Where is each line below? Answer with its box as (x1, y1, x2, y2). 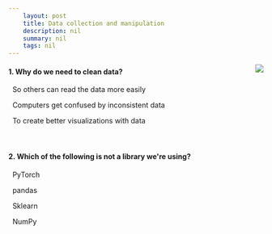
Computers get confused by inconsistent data (11, 100, 166, 110)
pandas (11, 185, 38, 194)
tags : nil (23, 42, 57, 50)
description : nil (23, 27, 82, 35)
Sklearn (11, 201, 38, 211)
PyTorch (11, 169, 40, 179)
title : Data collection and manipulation (23, 19, 164, 27)
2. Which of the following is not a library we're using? (8, 151, 192, 161)
